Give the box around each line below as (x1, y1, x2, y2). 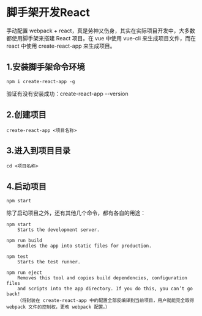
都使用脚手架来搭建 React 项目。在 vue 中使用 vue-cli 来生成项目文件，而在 (6, 34, 196, 42)
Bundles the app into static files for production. (17, 243, 152, 249)
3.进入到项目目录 (6, 145, 71, 156)
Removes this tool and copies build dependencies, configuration (17, 275, 188, 281)
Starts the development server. (17, 227, 100, 233)
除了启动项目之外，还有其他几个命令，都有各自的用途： (6, 209, 146, 217)
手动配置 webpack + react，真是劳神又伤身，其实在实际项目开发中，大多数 (6, 27, 196, 34)
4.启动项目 (6, 181, 47, 191)
